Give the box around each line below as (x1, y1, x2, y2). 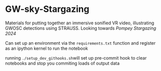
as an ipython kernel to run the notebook (5, 45, 88, 51)
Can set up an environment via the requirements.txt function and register (5, 40, 156, 46)
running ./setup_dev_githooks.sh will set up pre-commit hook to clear (5, 55, 147, 61)
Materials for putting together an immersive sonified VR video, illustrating (5, 20, 155, 26)
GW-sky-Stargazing (5, 3, 90, 15)
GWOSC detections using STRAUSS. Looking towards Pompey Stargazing (5, 25, 157, 31)
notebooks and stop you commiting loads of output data (5, 60, 120, 66)
